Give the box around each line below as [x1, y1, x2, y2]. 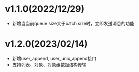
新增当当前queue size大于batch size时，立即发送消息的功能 [12, 20, 135, 26]
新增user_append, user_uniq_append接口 [12, 55, 97, 61]
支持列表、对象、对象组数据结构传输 [12, 61, 87, 68]
